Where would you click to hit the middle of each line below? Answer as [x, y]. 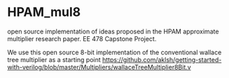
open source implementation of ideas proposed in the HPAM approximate [113, 31]
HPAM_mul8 [44, 12]
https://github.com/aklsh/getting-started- [162, 59]
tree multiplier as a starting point [54, 59]
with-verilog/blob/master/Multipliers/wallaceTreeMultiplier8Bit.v [99, 67]
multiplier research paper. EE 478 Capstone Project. [82, 38]
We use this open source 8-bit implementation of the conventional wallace [114, 52]
